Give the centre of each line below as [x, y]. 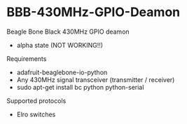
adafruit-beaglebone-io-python [62, 72]
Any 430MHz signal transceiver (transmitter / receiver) [96, 80]
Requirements [27, 58]
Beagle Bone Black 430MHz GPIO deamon [68, 32]
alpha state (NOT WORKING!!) [60, 45]
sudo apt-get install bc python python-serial [80, 87]
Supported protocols [36, 101]
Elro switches [36, 114]
